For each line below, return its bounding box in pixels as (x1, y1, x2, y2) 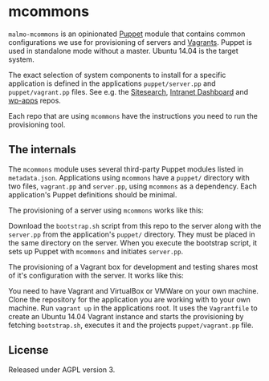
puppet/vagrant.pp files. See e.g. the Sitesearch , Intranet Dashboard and (8, 87, 249, 96)
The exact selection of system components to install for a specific (8, 70, 226, 79)
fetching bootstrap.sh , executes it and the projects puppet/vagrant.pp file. (8, 320, 254, 330)
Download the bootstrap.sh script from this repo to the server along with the (8, 221, 262, 230)
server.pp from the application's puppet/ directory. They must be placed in (8, 229, 255, 239)
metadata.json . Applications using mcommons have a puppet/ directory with (8, 172, 251, 182)
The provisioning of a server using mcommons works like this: (8, 205, 204, 215)
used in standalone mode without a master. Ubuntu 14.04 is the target (8, 46, 238, 55)
